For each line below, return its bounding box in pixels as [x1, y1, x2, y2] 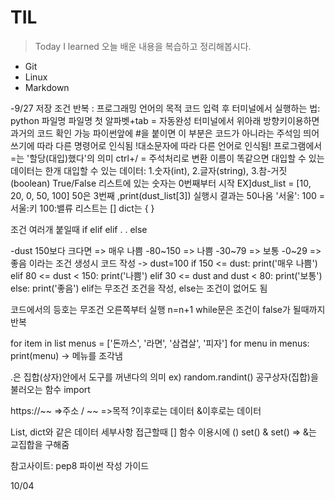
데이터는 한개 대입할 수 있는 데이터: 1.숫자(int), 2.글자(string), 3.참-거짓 [10, 164, 288, 176]
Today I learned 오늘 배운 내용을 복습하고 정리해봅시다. [34, 40, 252, 52]
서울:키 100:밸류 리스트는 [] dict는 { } [10, 202, 155, 214]
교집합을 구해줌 [10, 438, 70, 450]
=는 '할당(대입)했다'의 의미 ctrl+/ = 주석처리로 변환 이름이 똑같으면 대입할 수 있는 [10, 152, 325, 164]
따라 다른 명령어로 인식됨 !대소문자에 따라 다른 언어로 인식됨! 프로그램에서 [36, 139, 323, 151]
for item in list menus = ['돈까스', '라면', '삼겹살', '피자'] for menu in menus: [10, 337, 310, 349]
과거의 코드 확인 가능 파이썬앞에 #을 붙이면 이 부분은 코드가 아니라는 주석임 [10, 127, 302, 139]
